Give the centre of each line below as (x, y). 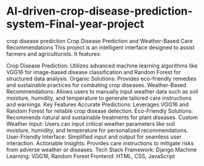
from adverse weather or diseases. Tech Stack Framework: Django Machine (101, 150)
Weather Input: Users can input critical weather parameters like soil (91, 123)
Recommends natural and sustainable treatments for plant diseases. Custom (102, 117)
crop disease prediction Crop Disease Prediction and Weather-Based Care (100, 41)
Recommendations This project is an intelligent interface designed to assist (100, 47)
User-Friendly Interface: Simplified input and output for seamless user (94, 137)
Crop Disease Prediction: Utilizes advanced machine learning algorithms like (102, 66)
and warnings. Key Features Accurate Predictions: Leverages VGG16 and (97, 104)
